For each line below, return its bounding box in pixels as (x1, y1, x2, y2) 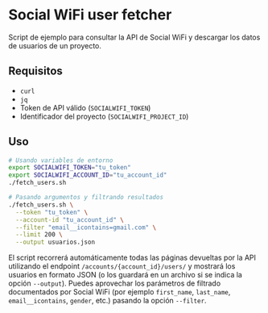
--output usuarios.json (15, 238, 95, 247)
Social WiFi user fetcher (8, 6, 172, 24)
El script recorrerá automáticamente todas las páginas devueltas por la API (8, 252, 256, 263)
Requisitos (8, 65, 63, 78)
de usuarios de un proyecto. (8, 40, 102, 50)
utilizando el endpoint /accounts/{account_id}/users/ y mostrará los (8, 261, 236, 271)
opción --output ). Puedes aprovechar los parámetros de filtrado (8, 278, 221, 288)
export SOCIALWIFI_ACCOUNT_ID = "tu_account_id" (8, 171, 167, 179)
